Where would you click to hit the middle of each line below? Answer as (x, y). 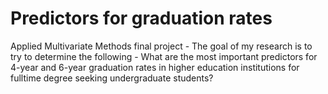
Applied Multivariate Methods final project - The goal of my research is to (161, 46)
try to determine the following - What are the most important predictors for (164, 56)
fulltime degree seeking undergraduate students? (112, 78)
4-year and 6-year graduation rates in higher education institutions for (155, 67)
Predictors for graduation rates (141, 18)
